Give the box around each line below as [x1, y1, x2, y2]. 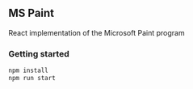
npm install [8, 66, 48, 75]
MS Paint [8, 6, 55, 20]
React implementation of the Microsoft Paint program [8, 28, 185, 37]
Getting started [8, 48, 70, 59]
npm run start [8, 74, 57, 82]
